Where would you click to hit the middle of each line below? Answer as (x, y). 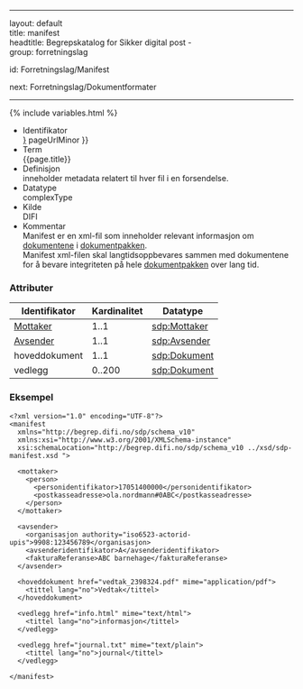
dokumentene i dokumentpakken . (85, 245)
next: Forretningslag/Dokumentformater (83, 87)
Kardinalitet (117, 311)
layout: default (36, 23)
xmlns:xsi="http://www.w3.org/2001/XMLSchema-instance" (124, 440)
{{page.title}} (46, 159)
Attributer (32, 288)
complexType (47, 198)
